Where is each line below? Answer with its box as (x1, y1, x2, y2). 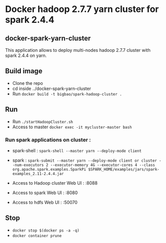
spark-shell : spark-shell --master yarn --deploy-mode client (12, 147, 142, 153)
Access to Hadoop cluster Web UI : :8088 (12, 180, 98, 186)
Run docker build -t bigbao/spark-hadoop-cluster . (12, 91, 122, 97)
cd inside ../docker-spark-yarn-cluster (12, 85, 91, 91)
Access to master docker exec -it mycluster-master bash (12, 124, 132, 130)
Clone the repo (12, 80, 43, 86)
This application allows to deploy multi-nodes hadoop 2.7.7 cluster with (5, 47, 151, 53)
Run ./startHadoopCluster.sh (12, 118, 73, 124)
